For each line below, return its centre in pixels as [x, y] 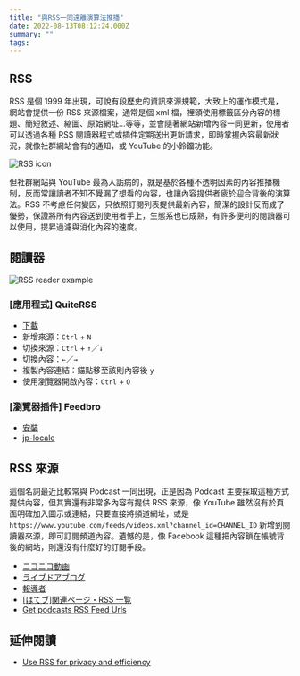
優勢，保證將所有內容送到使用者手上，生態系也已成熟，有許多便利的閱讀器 [146, 216]
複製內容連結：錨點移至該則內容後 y [88, 371]
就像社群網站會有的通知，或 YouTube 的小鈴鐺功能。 [121, 146]
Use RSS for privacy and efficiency [86, 663]
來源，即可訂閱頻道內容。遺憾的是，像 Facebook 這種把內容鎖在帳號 [150, 536]
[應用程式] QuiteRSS [53, 305]
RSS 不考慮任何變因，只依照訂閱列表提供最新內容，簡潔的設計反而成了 [154, 204]
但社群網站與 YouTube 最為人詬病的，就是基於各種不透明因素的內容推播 [141, 182]
